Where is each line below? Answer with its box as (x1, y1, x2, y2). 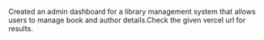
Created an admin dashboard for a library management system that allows (8, 7, 257, 16)
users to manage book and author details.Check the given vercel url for (8, 15, 246, 25)
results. (8, 24, 34, 33)
